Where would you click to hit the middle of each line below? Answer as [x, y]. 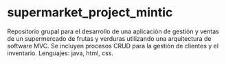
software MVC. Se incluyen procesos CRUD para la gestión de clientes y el [113, 46]
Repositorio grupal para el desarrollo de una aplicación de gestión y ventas [113, 31]
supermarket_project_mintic [90, 13]
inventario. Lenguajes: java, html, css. [60, 53]
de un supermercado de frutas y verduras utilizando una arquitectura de [109, 38]
